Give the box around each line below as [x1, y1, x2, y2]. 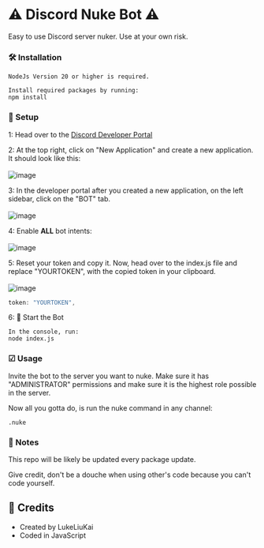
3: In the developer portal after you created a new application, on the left [8, 186, 244, 195]
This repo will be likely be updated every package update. [8, 455, 196, 464]
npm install [8, 93, 47, 102]
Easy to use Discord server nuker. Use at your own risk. [8, 32, 188, 41]
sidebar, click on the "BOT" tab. [8, 193, 110, 203]
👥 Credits [8, 501, 55, 515]
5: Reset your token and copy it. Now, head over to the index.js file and [8, 258, 238, 268]
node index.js [8, 335, 55, 343]
